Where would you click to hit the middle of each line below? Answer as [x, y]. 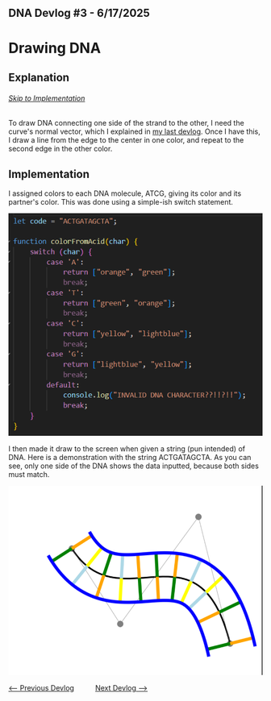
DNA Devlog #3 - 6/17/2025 [79, 13]
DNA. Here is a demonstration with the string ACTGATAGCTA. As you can [130, 458]
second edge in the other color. [60, 149]
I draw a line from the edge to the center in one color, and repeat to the [126, 140]
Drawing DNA [55, 48]
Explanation [39, 77]
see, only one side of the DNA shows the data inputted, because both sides [134, 466]
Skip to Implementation [47, 98]
